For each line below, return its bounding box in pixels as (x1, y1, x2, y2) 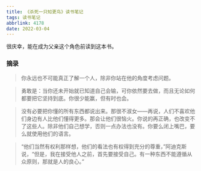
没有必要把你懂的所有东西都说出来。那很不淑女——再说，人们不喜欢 (20, 107, 190, 114)
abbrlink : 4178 (6, 20, 45, 26)
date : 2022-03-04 (6, 25, 50, 32)
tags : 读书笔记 (6, 14, 41, 20)
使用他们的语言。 (31, 130, 74, 137)
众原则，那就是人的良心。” (20, 158, 84, 165)
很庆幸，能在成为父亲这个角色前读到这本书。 (6, 43, 117, 50)
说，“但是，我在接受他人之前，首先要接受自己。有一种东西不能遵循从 (20, 150, 193, 157)
